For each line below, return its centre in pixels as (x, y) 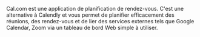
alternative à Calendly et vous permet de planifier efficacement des (90, 15)
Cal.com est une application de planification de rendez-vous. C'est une (95, 9)
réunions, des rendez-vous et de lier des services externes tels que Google (100, 21)
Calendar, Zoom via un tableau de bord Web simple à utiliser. (82, 27)
